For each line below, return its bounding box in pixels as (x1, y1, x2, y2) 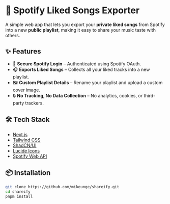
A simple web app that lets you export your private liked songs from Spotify (5, 21, 165, 28)
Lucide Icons (12, 147, 40, 154)
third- (144, 92, 156, 98)
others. (5, 32, 20, 38)
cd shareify (5, 189, 31, 194)
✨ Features (5, 47, 41, 56)
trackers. (25, 99, 44, 106)
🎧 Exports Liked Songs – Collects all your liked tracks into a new (12, 66, 150, 72)
